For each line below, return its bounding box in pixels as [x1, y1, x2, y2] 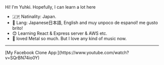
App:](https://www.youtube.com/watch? [48, 50, 129, 55]
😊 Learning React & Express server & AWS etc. [12, 30, 107, 36]
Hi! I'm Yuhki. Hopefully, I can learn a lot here [5, 4, 96, 10]
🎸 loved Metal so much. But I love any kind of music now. [12, 36, 127, 41]
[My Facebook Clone [5, 50, 47, 55]
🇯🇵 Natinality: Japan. [12, 14, 57, 19]
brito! [12, 25, 23, 31]
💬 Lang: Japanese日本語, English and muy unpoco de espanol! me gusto [12, 20, 158, 25]
